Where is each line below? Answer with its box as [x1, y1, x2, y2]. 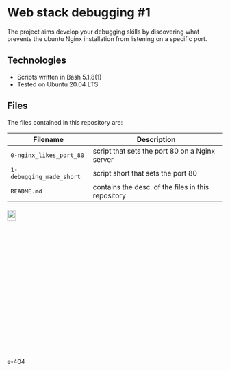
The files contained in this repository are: [7, 118, 123, 126]
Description [136, 134, 176, 144]
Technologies [7, 55, 67, 67]
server [92, 154, 114, 164]
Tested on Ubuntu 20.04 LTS [16, 80, 99, 88]
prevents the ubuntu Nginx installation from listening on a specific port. [7, 34, 207, 43]
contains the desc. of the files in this [92, 182, 209, 191]
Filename [33, 134, 64, 144]
